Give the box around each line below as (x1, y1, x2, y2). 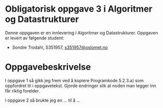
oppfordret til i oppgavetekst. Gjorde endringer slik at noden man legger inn (5, 83, 157, 89)
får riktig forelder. (5, 88, 40, 93)
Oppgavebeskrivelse (5, 62, 91, 72)
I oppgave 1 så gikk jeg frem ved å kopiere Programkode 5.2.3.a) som (5, 77, 144, 83)
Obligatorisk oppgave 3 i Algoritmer (5, 3, 152, 15)
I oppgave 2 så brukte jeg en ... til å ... (5, 97, 80, 103)
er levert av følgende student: (5, 35, 64, 41)
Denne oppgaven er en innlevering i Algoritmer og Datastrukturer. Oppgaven (5, 30, 158, 36)
